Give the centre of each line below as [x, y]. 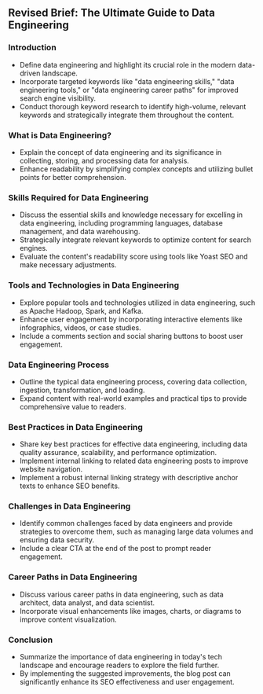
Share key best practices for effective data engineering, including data [133, 444]
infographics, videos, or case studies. [80, 327]
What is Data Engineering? [60, 135]
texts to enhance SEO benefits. [69, 486]
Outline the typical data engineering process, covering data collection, [133, 381]
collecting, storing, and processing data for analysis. [104, 160]
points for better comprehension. [73, 177]
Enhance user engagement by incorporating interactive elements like [131, 319]
